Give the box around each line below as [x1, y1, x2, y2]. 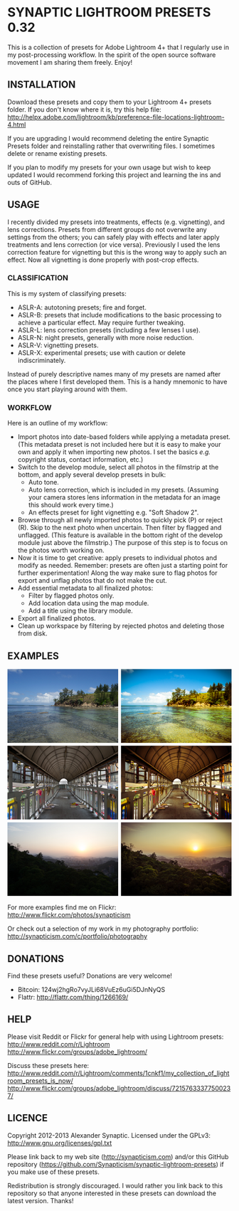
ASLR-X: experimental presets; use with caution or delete [17, 348, 186, 356]
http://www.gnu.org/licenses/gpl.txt [7, 1138, 112, 1147]
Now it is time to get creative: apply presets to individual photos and [17, 554, 217, 562]
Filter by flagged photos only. [28, 591, 115, 600]
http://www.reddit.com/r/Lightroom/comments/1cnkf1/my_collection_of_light [7, 1069, 230, 1077]
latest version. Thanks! [7, 1196, 74, 1205]
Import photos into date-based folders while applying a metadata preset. [17, 433, 231, 441]
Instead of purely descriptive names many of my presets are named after [7, 369, 221, 378]
